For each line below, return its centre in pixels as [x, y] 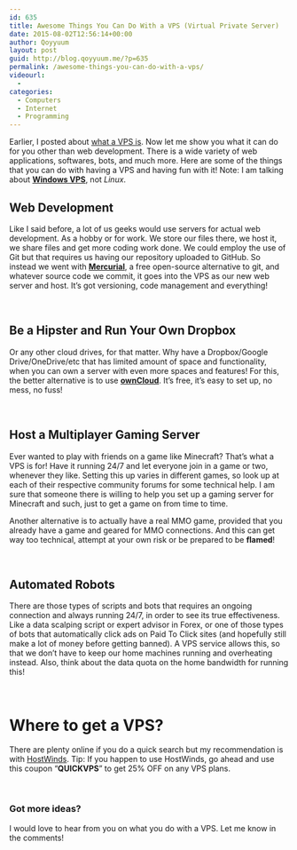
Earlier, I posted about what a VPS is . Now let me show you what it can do [144, 142]
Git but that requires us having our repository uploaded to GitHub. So [135, 257]
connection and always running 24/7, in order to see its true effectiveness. [145, 616]
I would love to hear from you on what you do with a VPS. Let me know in [143, 828]
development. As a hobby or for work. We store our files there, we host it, [143, 238]
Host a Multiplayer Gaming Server [105, 435]
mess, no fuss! [36, 389]
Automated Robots [62, 584]
